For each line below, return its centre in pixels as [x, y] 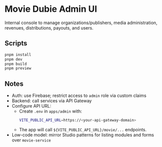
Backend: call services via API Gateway [52, 101]
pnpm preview [18, 68]
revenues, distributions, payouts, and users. [49, 28]
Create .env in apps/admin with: [50, 111]
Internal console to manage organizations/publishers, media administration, [81, 23]
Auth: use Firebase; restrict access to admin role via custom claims [79, 96]
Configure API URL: [31, 106]
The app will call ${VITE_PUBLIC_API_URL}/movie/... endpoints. [83, 129]
